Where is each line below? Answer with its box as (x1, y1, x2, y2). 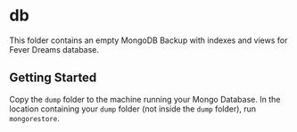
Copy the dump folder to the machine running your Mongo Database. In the (9, 94, 281, 104)
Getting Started (9, 70, 97, 86)
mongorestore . (9, 112, 60, 123)
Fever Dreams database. (9, 44, 100, 54)
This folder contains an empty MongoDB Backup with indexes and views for (9, 35, 288, 45)
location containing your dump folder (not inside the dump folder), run (9, 103, 257, 114)
